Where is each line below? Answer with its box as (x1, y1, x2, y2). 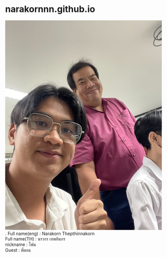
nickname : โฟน (5, 241, 36, 248)
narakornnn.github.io (5, 3, 95, 15)
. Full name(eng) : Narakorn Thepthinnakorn (5, 231, 95, 237)
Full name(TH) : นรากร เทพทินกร (5, 236, 66, 242)
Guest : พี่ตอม (5, 247, 31, 253)
